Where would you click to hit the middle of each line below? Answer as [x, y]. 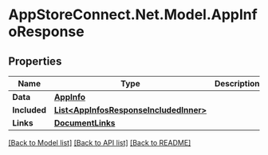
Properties [35, 61]
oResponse [47, 32]
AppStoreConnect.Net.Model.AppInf [133, 15]
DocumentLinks [85, 123]
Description [237, 83]
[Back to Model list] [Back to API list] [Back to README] [100, 143]
